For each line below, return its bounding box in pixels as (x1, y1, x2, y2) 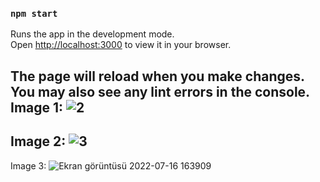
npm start (10, 8, 58, 19)
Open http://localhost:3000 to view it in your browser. (10, 39, 232, 51)
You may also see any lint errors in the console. (10, 83, 310, 100)
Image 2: (10, 133, 67, 150)
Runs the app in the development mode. (10, 28, 175, 40)
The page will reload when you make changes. (10, 68, 306, 85)
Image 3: (10, 159, 47, 172)
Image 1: (10, 99, 64, 116)
